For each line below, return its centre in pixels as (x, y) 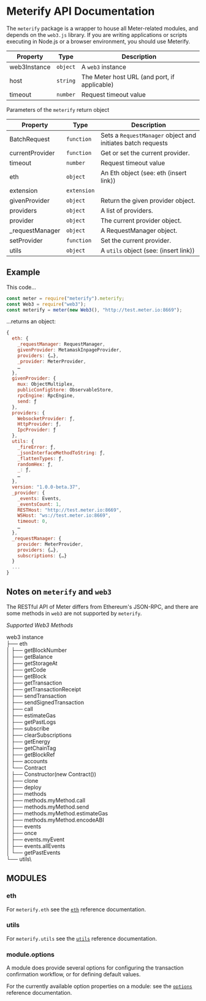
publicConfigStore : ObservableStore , (66, 390)
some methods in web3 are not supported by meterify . (74, 613)
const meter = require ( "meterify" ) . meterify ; (65, 298)
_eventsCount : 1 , (40, 504)
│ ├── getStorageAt (32, 663)
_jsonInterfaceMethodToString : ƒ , (61, 453)
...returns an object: (31, 321)
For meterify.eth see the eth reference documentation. (76, 909)
